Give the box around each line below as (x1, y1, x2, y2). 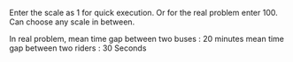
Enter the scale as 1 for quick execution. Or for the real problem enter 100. (9, 8, 278, 17)
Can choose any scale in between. (9, 17, 135, 27)
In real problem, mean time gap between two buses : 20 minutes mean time (9, 34, 285, 44)
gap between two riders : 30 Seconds (9, 43, 147, 53)
